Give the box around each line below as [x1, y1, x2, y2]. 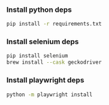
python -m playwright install [6, 91, 93, 98]
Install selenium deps [6, 37, 80, 46]
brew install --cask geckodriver [6, 59, 102, 66]
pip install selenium [6, 52, 69, 59]
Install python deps [6, 5, 73, 15]
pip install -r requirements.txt [6, 21, 102, 28]
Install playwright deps [6, 75, 85, 85]
